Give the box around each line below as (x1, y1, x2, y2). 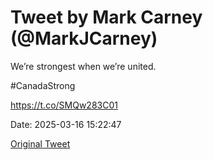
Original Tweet (10, 137, 71, 150)
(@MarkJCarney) (10, 27, 158, 50)
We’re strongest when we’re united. (10, 60, 157, 72)
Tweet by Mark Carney (10, 6, 203, 29)
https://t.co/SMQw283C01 (10, 99, 118, 111)
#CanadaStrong (10, 79, 76, 91)
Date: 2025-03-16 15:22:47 (10, 118, 122, 130)
